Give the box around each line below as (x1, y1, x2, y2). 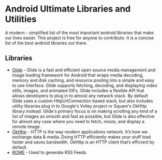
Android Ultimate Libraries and (5, 3, 131, 15)
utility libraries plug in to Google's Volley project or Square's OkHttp (12, 103, 147, 109)
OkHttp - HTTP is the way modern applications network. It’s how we (12, 128, 148, 134)
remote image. (12, 124, 41, 129)
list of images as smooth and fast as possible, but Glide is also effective (12, 113, 155, 119)
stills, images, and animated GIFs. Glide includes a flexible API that (12, 87, 145, 93)
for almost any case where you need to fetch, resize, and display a (12, 118, 145, 124)
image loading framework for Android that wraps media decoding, (12, 72, 144, 78)
